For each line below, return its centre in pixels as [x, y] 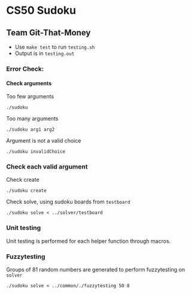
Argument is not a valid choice [44, 141]
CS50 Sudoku [41, 10]
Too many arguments [32, 119]
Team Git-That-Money [48, 33]
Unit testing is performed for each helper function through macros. [89, 241]
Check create [23, 180]
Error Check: [25, 68]
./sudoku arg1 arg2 [31, 130]
